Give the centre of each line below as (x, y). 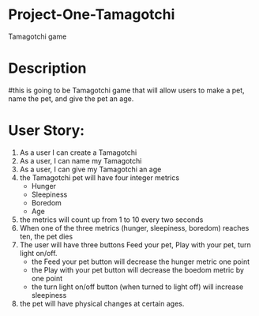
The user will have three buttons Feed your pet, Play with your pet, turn (135, 245)
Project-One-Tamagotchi (92, 15)
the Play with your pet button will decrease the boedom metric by (138, 269)
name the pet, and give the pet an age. (71, 98)
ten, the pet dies (46, 236)
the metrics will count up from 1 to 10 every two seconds (111, 220)
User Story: (47, 131)
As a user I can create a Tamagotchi (78, 152)
